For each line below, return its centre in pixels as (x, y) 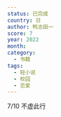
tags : (15, 66)
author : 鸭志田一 (30, 27)
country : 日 (24, 20)
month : (17, 46)
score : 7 (20, 33)
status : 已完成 (28, 14)
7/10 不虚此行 (27, 106)
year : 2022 (23, 40)
